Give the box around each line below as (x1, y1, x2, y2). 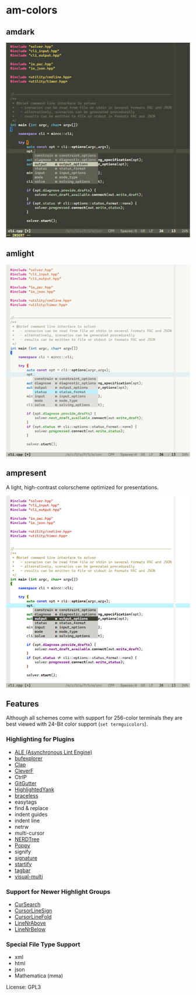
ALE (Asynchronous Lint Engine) (14, 749, 93, 756)
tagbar (14, 867, 31, 874)
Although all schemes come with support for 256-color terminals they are (6, 715, 183, 722)
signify (14, 848, 31, 855)
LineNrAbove (14, 919, 46, 927)
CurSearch (14, 901, 41, 908)
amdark (6, 27, 35, 37)
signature (14, 854, 38, 861)
